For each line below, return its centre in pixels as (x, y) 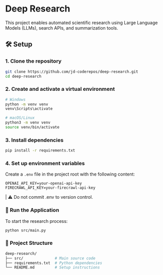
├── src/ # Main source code (50, 258)
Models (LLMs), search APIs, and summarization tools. (62, 28)
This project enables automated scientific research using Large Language (81, 23)
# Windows (16, 99)
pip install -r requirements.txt (40, 151)
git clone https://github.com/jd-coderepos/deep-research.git (72, 72)
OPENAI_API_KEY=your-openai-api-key (44, 184)
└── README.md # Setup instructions (53, 267)
